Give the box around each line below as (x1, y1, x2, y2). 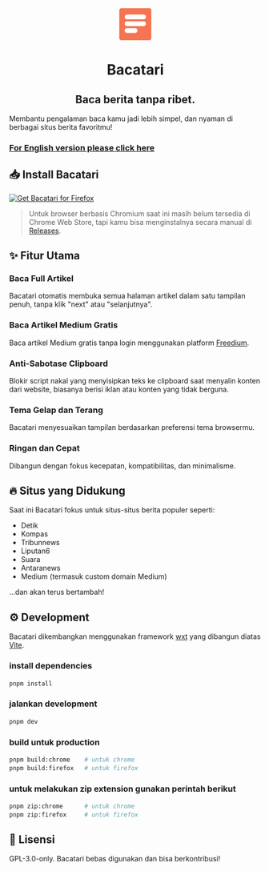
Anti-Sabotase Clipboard (9, 358, 109, 369)
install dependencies (9, 660, 93, 672)
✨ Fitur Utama (9, 249, 81, 263)
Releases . (28, 226, 62, 235)
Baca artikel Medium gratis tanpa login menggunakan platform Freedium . (9, 338, 250, 347)
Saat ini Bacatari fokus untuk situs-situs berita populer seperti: (9, 505, 215, 515)
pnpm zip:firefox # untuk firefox (9, 810, 139, 819)
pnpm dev (9, 717, 38, 725)
